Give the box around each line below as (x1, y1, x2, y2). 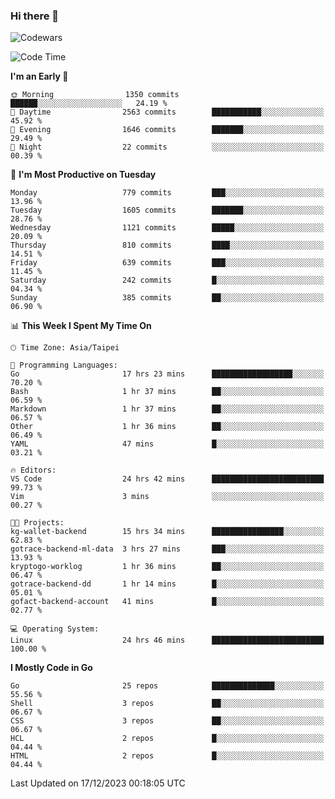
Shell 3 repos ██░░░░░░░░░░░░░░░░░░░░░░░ (10, 699, 325, 709)
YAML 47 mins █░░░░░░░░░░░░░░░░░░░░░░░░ (10, 439, 325, 449)
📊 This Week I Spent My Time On (10, 320, 152, 332)
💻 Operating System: (10, 624, 100, 634)
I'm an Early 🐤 (10, 70, 69, 83)
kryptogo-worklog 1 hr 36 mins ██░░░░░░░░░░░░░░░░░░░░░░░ (10, 562, 325, 572)
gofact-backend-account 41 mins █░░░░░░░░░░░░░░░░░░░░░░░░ (10, 597, 325, 607)
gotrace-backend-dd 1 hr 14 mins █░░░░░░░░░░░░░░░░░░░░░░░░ (10, 579, 325, 589)
